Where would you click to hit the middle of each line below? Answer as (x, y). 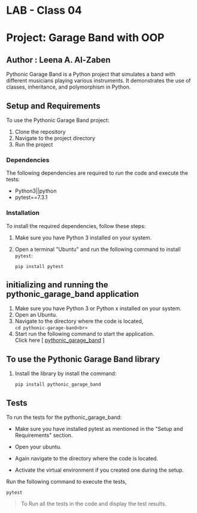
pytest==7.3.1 (31, 198)
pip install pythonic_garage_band (58, 385)
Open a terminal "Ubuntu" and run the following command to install (98, 249)
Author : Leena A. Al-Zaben (58, 60)
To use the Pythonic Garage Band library (83, 359)
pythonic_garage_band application (73, 294)
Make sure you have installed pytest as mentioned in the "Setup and (99, 429)
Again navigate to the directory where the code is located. (87, 459)
